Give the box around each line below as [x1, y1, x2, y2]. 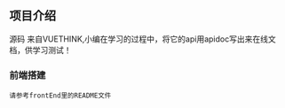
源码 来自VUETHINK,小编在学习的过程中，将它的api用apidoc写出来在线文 [9, 34, 277, 44]
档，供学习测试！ [9, 44, 72, 55]
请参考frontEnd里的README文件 [9, 91, 112, 100]
